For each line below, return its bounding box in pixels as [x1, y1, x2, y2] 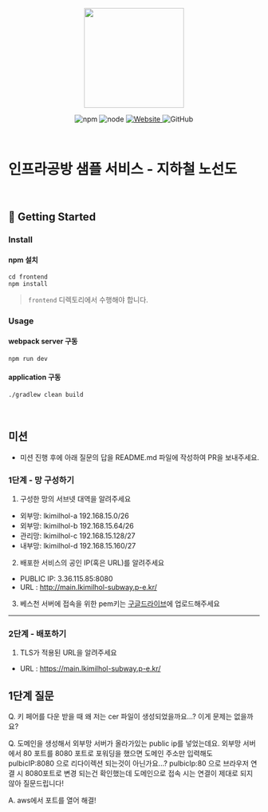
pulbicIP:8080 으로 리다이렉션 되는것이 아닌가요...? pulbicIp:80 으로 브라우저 [8, 759, 250, 768]
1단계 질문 [8, 689, 54, 703]
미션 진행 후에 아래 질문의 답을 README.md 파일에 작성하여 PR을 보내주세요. [19, 452, 260, 462]
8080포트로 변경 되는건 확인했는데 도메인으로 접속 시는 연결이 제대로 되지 [25, 769, 254, 778]
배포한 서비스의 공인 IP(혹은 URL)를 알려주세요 [19, 557, 165, 567]
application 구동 [8, 372, 61, 382]
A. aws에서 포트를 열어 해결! [8, 795, 97, 805]
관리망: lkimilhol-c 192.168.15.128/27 [19, 531, 136, 541]
